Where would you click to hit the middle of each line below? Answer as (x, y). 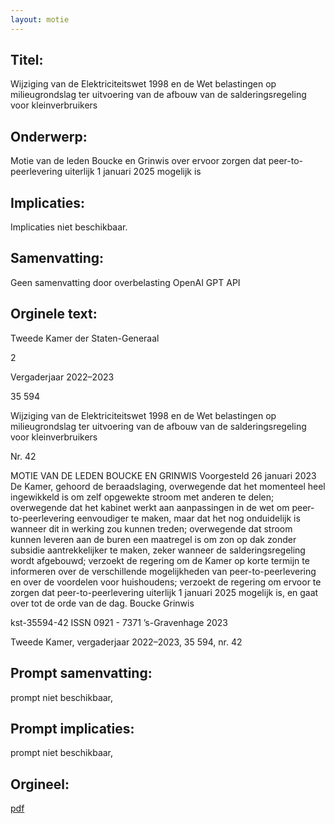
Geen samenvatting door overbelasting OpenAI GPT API (125, 282)
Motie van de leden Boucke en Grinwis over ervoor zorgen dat (138, 161)
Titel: (27, 60)
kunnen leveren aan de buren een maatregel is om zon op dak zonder (153, 539)
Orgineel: (40, 784)
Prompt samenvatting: (81, 673)
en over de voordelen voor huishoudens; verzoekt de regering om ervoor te (166, 582)
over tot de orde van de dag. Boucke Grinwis (102, 603)
